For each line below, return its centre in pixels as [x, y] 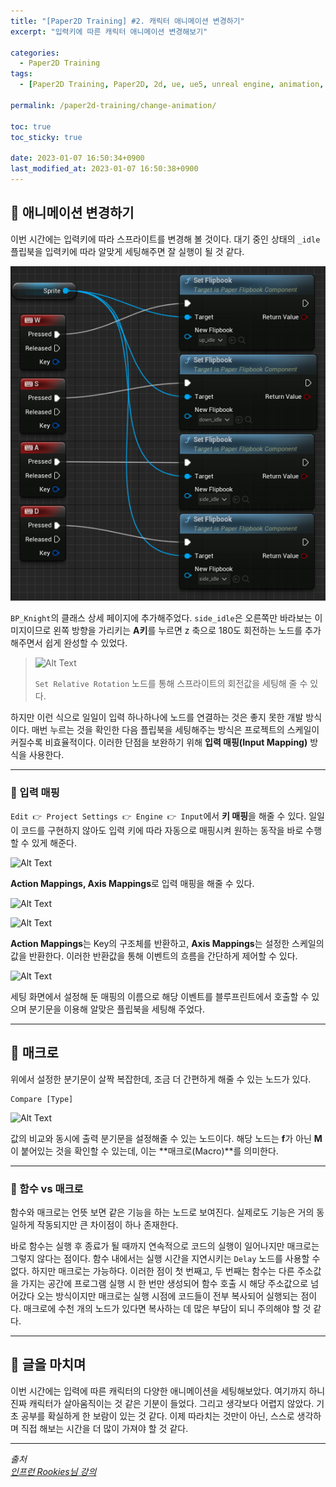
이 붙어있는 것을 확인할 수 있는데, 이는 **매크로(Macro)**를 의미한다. [144, 1151]
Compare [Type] [42, 1099]
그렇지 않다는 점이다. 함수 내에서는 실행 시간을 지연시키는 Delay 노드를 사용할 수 [165, 1259]
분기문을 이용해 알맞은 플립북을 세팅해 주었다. [117, 1009]
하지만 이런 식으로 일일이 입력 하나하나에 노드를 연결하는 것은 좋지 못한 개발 [157, 717]
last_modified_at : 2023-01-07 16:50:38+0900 [104, 169]
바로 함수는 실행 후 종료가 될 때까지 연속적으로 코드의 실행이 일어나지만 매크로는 [165, 1246]
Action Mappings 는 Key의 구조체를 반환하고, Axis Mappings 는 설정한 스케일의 [167, 943]
